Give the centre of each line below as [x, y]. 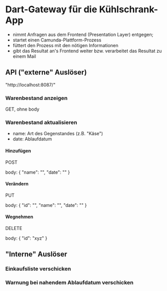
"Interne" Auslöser [36, 254]
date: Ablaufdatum [32, 139]
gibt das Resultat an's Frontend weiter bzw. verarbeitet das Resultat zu [87, 51]
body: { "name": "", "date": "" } [38, 172]
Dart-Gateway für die [51, 9]
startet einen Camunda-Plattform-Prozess [57, 40]
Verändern [17, 184]
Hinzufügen [18, 151]
